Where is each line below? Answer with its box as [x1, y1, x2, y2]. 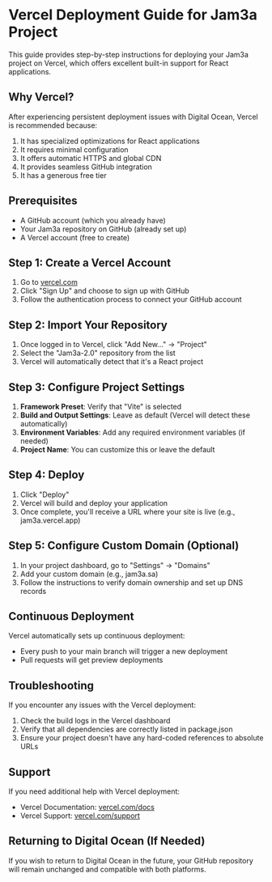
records [19, 586, 47, 596]
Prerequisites [8, 194, 78, 208]
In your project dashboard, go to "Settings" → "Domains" [19, 560, 210, 570]
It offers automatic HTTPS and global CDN [19, 153, 162, 163]
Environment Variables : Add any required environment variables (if [19, 427, 245, 437]
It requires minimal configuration [19, 144, 129, 155]
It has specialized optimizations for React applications [19, 136, 200, 146]
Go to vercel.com [19, 278, 79, 287]
